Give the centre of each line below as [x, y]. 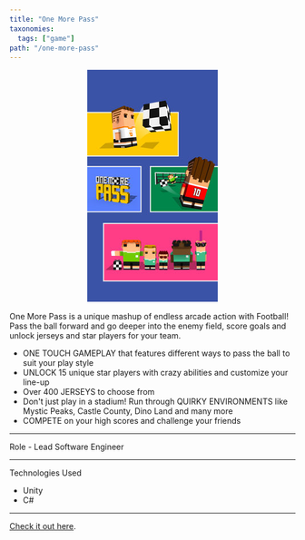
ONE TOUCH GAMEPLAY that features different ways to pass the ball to [156, 353]
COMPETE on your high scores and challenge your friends [132, 421]
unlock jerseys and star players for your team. [95, 336]
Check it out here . [43, 526]
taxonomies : [32, 29]
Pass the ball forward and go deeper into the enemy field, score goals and [148, 326]
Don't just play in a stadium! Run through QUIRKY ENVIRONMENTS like [155, 402]
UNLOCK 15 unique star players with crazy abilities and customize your [155, 373]
